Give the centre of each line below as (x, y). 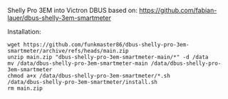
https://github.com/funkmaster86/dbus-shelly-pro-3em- (107, 45)
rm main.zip (25, 88)
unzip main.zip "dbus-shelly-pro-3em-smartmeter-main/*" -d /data (108, 57)
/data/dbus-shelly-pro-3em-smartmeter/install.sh (83, 82)
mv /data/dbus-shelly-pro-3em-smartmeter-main (78, 63)
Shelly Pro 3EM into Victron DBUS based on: (72, 10)
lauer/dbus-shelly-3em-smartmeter (59, 18)
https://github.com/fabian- (178, 10)
